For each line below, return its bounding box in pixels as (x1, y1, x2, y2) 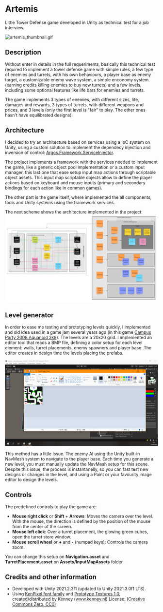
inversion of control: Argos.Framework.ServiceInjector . (5, 150, 114, 155)
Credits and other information (5, 573, 97, 581)
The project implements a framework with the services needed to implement (5, 159, 158, 165)
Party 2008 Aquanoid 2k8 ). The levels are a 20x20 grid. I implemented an (5, 334, 152, 340)
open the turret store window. (12, 534, 71, 539)
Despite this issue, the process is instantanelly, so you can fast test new (5, 466, 149, 472)
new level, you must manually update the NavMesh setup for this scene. (5, 461, 149, 467)
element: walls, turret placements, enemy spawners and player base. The (5, 344, 152, 350)
